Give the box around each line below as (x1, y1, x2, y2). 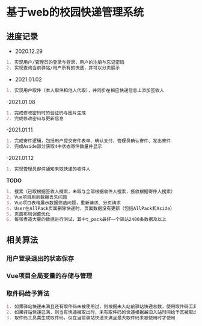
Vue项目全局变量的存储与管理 (6, 272, 93, 280)
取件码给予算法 (6, 289, 50, 298)
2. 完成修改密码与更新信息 (6, 115, 64, 121)
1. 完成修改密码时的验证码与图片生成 (6, 109, 86, 116)
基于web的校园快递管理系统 (6, 5, 144, 19)
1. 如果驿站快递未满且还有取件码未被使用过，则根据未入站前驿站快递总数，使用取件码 (6, 303, 189, 310)
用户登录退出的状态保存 (6, 254, 74, 262)
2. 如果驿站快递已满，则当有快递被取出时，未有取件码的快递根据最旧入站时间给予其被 (6, 309, 189, 315)
